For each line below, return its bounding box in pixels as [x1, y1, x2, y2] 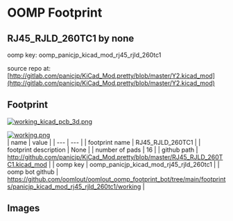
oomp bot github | [7, 168, 59, 176]
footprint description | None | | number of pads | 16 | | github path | [7, 145, 198, 154]
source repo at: [7, 64, 51, 72]
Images [7, 202, 40, 214]
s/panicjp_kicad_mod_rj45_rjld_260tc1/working [7, 182, 141, 191]
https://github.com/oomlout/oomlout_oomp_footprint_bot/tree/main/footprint [7, 175, 226, 183]
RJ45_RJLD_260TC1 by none [7, 33, 135, 44]
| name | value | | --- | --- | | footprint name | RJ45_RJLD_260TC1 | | [7, 138, 201, 146]
